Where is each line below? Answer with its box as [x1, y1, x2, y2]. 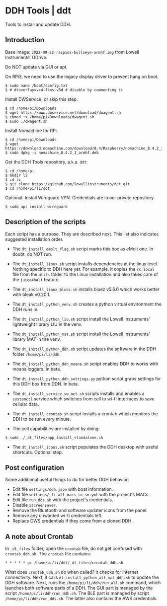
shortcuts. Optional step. [12, 449, 63, 455]
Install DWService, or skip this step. [5, 96, 78, 102]
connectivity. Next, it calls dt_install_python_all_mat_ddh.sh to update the [5, 574, 159, 581]
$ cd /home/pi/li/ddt [5, 186, 50, 191]
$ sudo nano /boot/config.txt [5, 83, 68, 88]
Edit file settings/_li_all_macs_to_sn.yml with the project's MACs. [12, 492, 150, 498]
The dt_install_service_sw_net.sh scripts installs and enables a [12, 390, 145, 396]
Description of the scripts [5, 218, 86, 226]
